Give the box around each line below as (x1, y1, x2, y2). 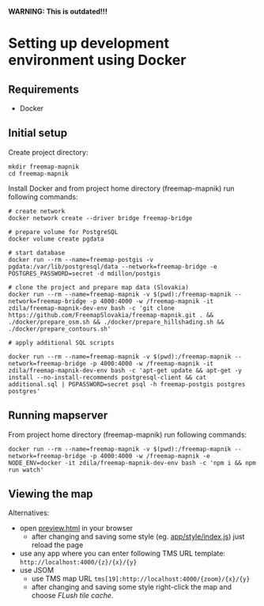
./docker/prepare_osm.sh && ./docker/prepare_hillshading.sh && (8, 318, 224, 326)
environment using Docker (8, 51, 187, 70)
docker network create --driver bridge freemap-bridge (8, 214, 193, 222)
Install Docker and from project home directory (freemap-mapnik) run (8, 184, 235, 193)
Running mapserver (8, 409, 108, 422)
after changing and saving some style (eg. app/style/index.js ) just (31, 532, 245, 541)
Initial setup (8, 127, 68, 140)
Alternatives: (8, 508, 50, 517)
